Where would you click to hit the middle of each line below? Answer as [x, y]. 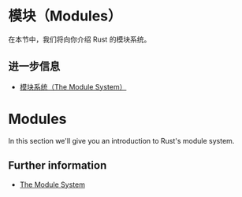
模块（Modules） [65, 16]
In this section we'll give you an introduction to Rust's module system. [121, 140]
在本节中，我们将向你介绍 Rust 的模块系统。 [80, 39]
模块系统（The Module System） [73, 86]
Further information [58, 166]
